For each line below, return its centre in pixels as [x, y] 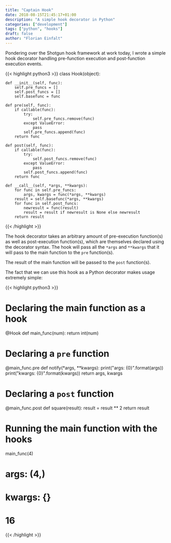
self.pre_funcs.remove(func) [64, 119]
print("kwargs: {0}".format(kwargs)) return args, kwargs [64, 373]
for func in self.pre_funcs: [45, 190]
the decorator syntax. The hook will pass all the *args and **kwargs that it [82, 247]
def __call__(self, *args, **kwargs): [46, 186]
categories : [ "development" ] [36, 24]
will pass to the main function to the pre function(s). [59, 252]
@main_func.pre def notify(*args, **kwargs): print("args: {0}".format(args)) [84, 368]
